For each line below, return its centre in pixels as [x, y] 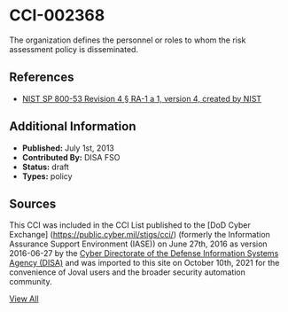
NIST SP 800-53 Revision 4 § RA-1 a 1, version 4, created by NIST [142, 98]
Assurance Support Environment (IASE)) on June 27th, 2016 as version [138, 244]
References [42, 78]
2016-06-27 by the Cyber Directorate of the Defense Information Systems [144, 253]
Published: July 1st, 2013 [68, 148]
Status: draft [45, 167]
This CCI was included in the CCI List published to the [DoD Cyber [130, 225]
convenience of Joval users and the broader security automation [128, 272]
